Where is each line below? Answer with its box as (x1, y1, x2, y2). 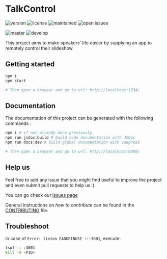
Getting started (5, 60, 55, 69)
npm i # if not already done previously (5, 131, 93, 136)
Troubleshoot (5, 222, 49, 230)
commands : (5, 120, 32, 126)
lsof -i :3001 (5, 245, 36, 250)
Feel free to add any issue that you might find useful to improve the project (5, 176, 162, 183)
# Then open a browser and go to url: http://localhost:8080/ (5, 149, 140, 154)
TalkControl (5, 3, 56, 15)
